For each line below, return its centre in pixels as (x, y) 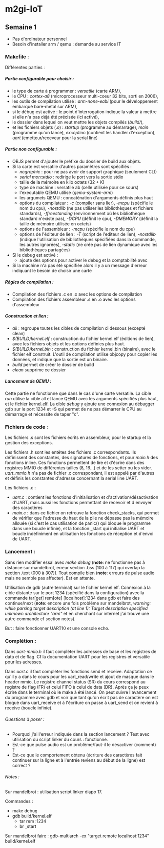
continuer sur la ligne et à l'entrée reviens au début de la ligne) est (79, 760)
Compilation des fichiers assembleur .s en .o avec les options (74, 299)
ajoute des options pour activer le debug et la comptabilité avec (83, 260)
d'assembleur (26, 305)
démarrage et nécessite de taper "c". (42, 414)
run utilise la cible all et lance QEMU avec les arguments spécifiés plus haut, (82, 399)
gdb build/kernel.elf (32, 816)
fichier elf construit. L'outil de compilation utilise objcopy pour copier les (85, 354)
